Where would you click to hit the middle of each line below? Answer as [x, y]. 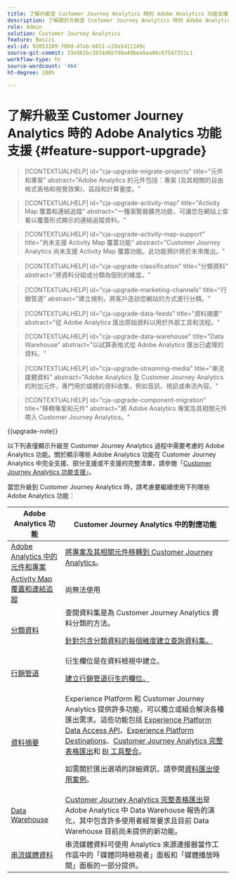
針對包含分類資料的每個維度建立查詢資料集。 [139, 641]
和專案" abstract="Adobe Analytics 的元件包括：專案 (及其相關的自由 [124, 180]
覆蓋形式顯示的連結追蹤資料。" [81, 220]
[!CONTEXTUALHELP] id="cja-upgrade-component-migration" [115, 400]
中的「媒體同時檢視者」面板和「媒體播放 [146, 855]
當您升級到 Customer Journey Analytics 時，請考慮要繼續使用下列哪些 [109, 487]
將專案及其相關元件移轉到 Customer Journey [139, 552]
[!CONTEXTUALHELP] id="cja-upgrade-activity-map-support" [114, 234]
